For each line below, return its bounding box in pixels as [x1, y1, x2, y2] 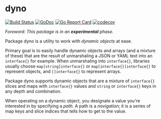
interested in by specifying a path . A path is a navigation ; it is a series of [5, 103, 151, 109]
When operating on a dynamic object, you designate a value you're [5, 97, 140, 103]
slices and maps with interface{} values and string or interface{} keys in [5, 83, 157, 89]
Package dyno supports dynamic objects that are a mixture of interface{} [5, 78, 155, 84]
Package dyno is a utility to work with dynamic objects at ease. [5, 38, 132, 44]
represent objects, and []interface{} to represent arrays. [5, 68, 121, 74]
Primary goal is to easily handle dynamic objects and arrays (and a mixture [5, 48, 156, 53]
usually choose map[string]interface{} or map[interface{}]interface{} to [5, 63, 156, 69]
